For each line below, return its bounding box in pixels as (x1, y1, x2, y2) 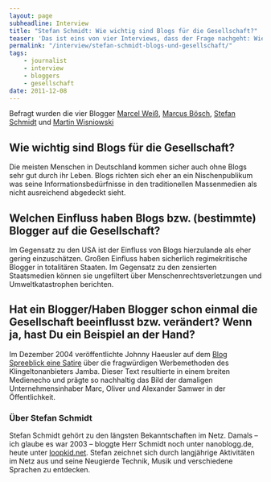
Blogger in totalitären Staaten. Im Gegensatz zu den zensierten (9, 263, 217, 272)
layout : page (9, 11, 53, 20)
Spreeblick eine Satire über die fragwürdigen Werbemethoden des (9, 358, 229, 368)
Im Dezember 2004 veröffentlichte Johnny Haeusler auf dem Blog (9, 349, 228, 359)
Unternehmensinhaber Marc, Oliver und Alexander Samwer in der (9, 384, 226, 393)
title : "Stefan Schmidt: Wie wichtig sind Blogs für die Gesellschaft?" (9, 27, 258, 35)
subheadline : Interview (9, 19, 89, 27)
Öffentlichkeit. (9, 392, 55, 401)
